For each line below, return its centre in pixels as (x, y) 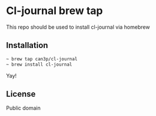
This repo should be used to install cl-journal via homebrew (78, 27)
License (21, 94)
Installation (27, 45)
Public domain (24, 108)
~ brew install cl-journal (39, 64)
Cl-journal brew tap (54, 11)
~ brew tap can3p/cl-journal (42, 59)
